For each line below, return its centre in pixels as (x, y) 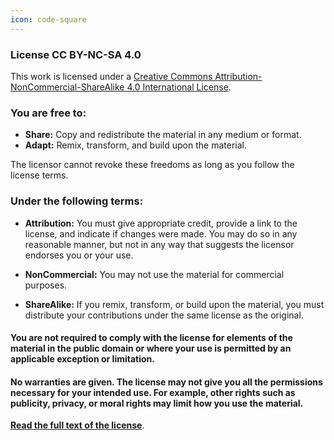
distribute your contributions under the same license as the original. (164, 315)
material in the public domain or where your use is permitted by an (151, 348)
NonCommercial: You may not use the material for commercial (154, 274)
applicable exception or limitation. (82, 359)
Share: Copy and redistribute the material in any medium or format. (163, 135)
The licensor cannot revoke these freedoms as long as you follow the (152, 165)
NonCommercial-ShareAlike (67, 87)
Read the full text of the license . (77, 425)
